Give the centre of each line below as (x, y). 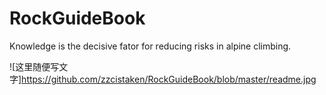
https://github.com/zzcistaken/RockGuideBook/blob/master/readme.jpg (169, 79)
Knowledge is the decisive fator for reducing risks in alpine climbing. (150, 46)
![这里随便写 (34, 66)
